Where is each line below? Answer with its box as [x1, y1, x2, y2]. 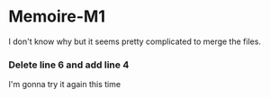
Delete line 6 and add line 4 [8, 58, 130, 71]
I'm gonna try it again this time [8, 79, 121, 90]
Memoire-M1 [8, 6, 105, 27]
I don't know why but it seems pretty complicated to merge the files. [8, 36, 262, 47]
